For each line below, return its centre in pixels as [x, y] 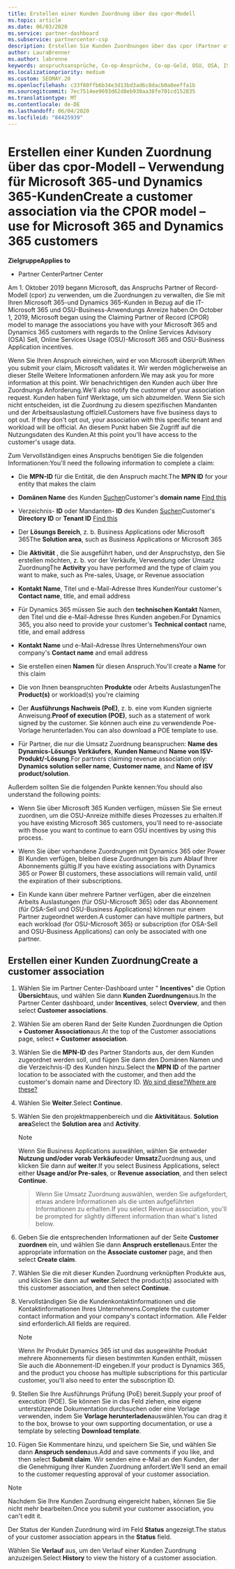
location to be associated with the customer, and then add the [107, 1075]
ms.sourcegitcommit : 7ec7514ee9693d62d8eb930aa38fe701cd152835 [102, 91]
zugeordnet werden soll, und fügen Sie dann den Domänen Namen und [120, 1060]
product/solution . [44, 773]
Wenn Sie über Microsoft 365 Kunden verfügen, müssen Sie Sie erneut [120, 808]
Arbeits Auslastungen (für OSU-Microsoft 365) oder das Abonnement [118, 902]
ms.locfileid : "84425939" [45, 117]
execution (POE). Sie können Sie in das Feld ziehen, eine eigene [109, 1401]
